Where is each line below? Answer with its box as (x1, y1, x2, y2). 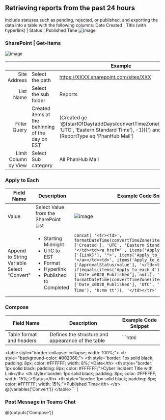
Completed (44, 284, 70, 291)
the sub (31, 91, 49, 98)
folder (31, 97, 46, 104)
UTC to (44, 247, 60, 254)
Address (7, 77, 27, 84)
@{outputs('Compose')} (5, 410, 54, 415)
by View (8, 162, 27, 169)
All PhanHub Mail (59, 156, 99, 163)
